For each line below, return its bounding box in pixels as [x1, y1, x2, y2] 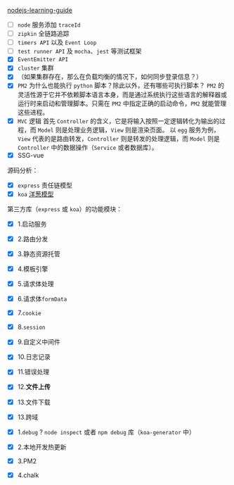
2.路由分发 [17, 234, 48, 243]
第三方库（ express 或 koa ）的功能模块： [7, 204, 123, 213]
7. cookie [17, 309, 41, 317]
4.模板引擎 [17, 264, 48, 273]
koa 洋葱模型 [17, 189, 54, 198]
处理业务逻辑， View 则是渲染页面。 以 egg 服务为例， [67, 125, 220, 134]
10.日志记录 [17, 353, 51, 361]
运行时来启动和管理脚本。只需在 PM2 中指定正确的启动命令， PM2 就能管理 [17, 99, 227, 108]
